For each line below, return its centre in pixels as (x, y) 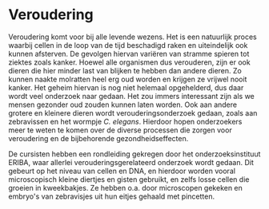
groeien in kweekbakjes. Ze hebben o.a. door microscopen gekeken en (125, 187)
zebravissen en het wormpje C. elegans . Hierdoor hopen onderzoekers (125, 121)
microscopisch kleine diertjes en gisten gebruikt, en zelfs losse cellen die (129, 179)
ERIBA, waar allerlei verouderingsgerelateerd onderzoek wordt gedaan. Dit (131, 162)
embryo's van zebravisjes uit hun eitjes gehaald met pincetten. (111, 196)
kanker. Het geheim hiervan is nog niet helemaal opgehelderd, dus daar (126, 87)
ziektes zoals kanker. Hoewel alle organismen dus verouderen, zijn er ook (129, 62)
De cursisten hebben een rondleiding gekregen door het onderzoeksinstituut (134, 154)
